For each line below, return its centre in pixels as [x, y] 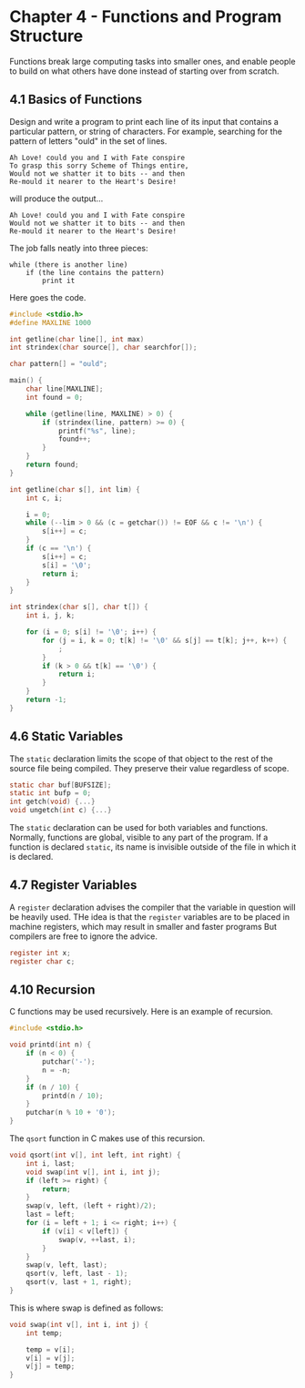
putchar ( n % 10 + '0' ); [71, 1113]
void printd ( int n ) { [51, 1045]
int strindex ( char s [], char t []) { [79, 607]
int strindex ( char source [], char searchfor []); [103, 348]
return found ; [52, 464]
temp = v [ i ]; [51, 1350]
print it [59, 281]
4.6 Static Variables [66, 736]
